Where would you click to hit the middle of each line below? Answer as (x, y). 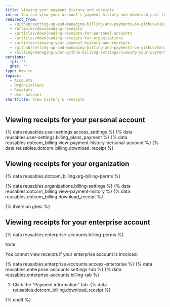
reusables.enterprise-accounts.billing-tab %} (52, 275)
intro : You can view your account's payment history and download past (82, 15)
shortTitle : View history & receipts (45, 99)
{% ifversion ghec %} (28, 206)
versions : (16, 57)
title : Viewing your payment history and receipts (60, 10)
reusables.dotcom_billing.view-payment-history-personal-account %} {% (82, 143)
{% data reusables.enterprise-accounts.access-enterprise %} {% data (79, 264)
